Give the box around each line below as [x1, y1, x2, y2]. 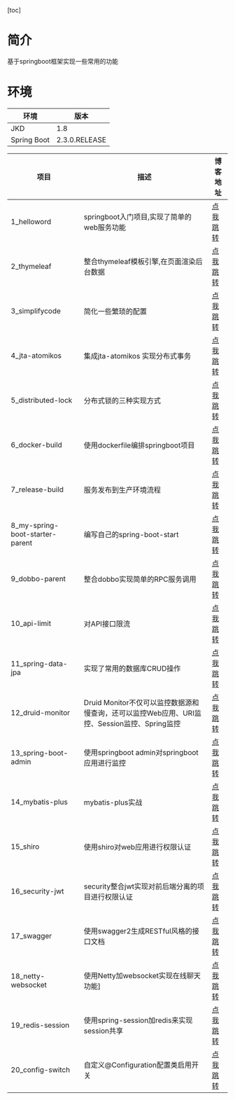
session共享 [83, 1026, 124, 1036]
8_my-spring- [10, 520, 59, 530]
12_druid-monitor [10, 707, 71, 717]
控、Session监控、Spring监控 [83, 718, 180, 728]
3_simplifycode [10, 306, 62, 316]
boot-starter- [10, 529, 57, 538]
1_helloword [10, 216, 52, 226]
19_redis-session [10, 1020, 70, 1030]
